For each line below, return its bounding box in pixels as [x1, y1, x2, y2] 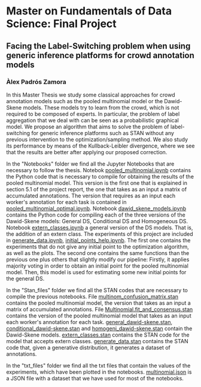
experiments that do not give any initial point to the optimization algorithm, [6, 243, 190, 250]
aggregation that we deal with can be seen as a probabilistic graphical [6, 116, 179, 124]
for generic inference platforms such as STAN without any [31, 129, 175, 136]
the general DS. [6, 275, 45, 282]
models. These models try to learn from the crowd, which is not [23, 104, 179, 111]
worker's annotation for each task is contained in [6, 198, 127, 205]
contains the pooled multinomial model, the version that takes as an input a [6, 299, 191, 307]
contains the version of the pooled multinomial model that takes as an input [6, 312, 191, 319]
